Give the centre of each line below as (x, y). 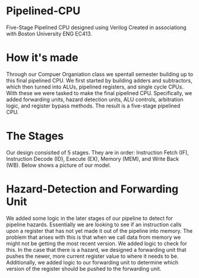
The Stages (35, 136)
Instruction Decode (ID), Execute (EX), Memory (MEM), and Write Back (93, 159)
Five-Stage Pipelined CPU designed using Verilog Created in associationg (97, 27)
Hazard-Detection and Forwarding (92, 189)
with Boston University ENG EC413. (49, 33)
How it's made (42, 58)
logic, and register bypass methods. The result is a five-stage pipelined (93, 106)
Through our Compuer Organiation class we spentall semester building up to (100, 74)
